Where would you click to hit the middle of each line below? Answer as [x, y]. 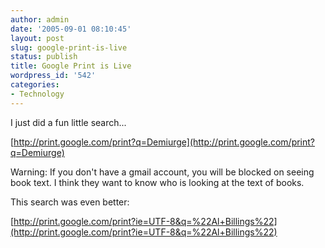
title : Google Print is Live [71, 66]
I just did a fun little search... [68, 122]
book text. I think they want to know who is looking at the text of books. [157, 182]
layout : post [37, 38]
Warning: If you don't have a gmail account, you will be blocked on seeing [162, 172]
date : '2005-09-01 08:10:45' [71, 29]
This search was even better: [70, 202]
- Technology [37, 94]
